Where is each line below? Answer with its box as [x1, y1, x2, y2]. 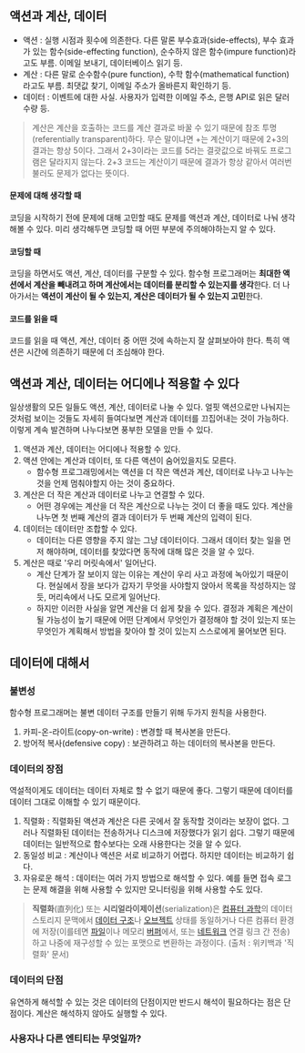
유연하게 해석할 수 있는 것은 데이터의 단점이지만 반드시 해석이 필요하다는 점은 [9, 996, 282, 1007]
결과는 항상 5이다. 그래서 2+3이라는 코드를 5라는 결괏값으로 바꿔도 [31, 145, 269, 156]
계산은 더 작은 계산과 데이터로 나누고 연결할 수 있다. [22, 490, 205, 501]
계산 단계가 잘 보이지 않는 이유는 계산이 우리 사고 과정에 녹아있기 [36, 569, 265, 580]
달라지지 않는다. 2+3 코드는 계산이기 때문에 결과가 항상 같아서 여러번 [48, 156, 292, 167]
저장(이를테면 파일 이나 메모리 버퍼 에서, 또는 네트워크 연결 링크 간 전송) [41, 926, 290, 937]
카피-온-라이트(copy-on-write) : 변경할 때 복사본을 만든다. [22, 726, 231, 737]
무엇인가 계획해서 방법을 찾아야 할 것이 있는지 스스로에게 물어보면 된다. [36, 626, 287, 637]
